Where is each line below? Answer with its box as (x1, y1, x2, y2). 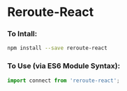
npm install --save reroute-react (7, 44, 108, 52)
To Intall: (7, 29, 38, 39)
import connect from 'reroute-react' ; (7, 77, 120, 84)
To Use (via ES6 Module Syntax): (7, 61, 121, 71)
